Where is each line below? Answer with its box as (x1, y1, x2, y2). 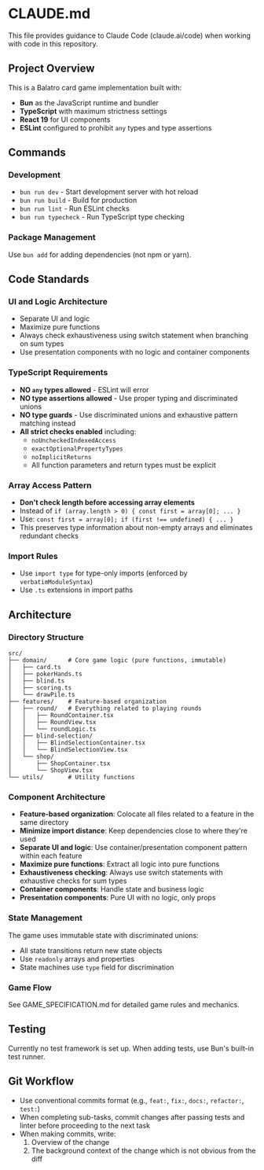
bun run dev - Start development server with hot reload (19, 187, 199, 197)
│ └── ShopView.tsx (8, 767, 93, 774)
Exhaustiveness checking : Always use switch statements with (19, 868, 223, 877)
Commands (8, 146, 67, 160)
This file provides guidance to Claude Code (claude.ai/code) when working (8, 31, 251, 40)
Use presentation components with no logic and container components (19, 348, 250, 357)
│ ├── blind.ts (8, 677, 65, 685)
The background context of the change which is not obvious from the (31, 1146, 257, 1155)
